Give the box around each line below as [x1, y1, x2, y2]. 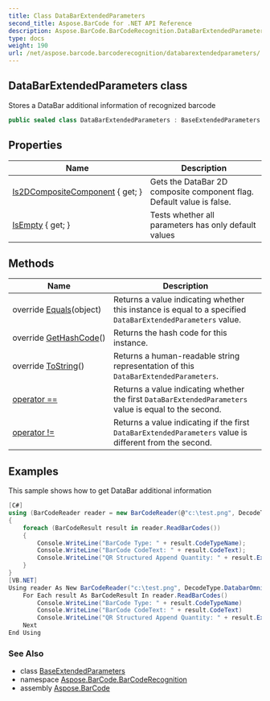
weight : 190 [8, 42, 48, 50]
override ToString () [12, 360, 85, 371]
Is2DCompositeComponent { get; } [12, 186, 143, 197]
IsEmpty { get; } [12, 219, 71, 230]
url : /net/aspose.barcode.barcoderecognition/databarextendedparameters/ [8, 49, 261, 57]
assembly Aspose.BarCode [19, 683, 110, 693]
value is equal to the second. [113, 404, 222, 415]
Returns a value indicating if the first [113, 417, 250, 428]
